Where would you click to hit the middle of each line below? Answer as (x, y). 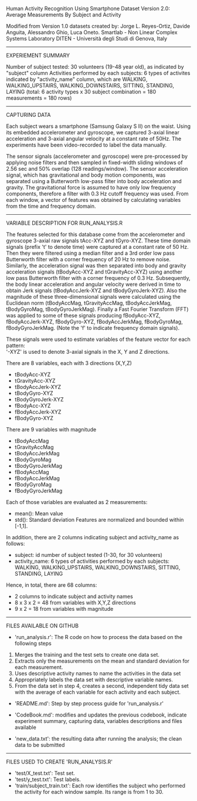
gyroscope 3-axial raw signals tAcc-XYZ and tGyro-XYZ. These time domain (98, 241)
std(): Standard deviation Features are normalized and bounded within (99, 520)
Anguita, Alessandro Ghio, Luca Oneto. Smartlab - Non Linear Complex (92, 32)
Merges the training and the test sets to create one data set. (87, 655)
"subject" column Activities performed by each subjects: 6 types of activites (98, 73)
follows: (16, 543)
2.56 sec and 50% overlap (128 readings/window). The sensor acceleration (97, 169)
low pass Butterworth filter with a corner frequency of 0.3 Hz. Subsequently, (98, 278)
